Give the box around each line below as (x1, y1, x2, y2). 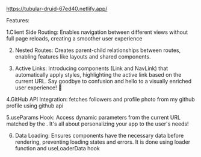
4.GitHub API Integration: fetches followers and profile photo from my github (6, 96, 196, 103)
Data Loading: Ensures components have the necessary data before (14, 132, 184, 139)
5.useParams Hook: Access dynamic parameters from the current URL (6, 114, 181, 121)
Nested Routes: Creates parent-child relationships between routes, (14, 46, 181, 54)
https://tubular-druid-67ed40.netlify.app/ (6, 5, 108, 12)
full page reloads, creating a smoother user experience (6, 35, 143, 42)
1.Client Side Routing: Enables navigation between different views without (6, 28, 188, 36)
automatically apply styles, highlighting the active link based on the (14, 71, 182, 78)
